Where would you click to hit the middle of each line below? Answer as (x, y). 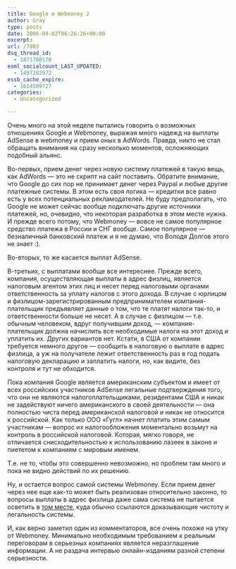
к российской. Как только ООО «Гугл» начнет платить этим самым (108, 420)
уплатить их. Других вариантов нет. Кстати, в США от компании (104, 338)
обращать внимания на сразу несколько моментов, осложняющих (108, 148)
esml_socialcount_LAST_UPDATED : (55, 66)
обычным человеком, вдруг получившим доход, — (84, 324)
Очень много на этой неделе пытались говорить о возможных (101, 125)
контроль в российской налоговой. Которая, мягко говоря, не (101, 435)
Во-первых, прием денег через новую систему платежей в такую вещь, (116, 169)
